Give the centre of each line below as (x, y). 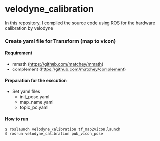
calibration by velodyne (29, 28)
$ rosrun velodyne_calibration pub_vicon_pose (54, 134)
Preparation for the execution (36, 80)
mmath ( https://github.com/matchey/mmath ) (58, 64)
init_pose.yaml (34, 97)
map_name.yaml (36, 102)
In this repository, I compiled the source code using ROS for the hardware (80, 23)
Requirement (19, 53)
